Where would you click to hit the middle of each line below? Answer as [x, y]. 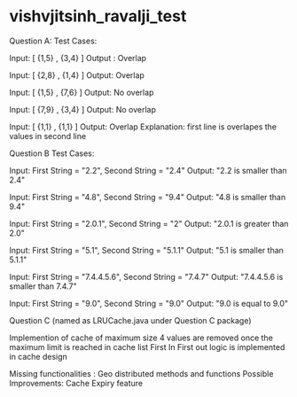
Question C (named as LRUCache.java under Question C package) [130, 320]
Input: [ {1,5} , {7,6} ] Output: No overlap [82, 92]
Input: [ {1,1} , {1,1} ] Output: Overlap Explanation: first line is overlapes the [143, 127]
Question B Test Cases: [52, 153]
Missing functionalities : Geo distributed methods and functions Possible [141, 373]
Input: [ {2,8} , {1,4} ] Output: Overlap [77, 75]
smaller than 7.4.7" [43, 286]
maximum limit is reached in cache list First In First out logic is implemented [147, 346]
